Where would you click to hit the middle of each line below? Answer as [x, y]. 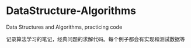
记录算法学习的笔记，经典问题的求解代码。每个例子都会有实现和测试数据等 [95, 39]
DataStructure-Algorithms [71, 11]
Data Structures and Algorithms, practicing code [64, 27]
